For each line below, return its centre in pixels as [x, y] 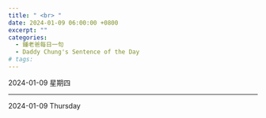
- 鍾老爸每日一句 [40, 45]
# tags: [21, 60]
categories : [28, 37]
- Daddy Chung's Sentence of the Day [78, 52]
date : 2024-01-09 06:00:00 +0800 [63, 23]
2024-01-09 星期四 [40, 83]
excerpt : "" [28, 30]
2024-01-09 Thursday [44, 105]
